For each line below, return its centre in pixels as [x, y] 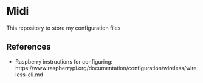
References [29, 47]
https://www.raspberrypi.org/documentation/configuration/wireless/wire [106, 68]
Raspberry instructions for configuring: [64, 61]
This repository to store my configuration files [64, 28]
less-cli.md [29, 75]
